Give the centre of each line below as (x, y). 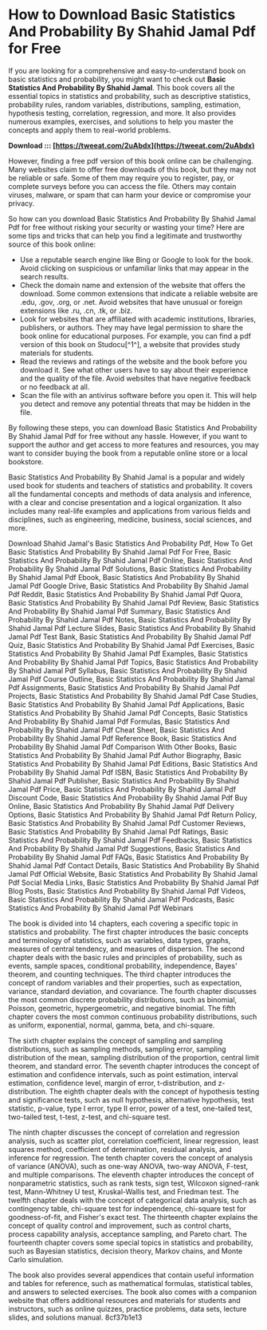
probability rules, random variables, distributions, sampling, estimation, (125, 105)
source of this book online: (52, 244)
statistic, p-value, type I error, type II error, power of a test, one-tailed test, (130, 1108)
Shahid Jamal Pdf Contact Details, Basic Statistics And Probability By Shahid (134, 865)
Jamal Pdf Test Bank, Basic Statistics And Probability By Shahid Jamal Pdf (130, 637)
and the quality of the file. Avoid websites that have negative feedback (135, 378)
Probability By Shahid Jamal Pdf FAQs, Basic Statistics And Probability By (129, 857)
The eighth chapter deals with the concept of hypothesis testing (154, 1091)
